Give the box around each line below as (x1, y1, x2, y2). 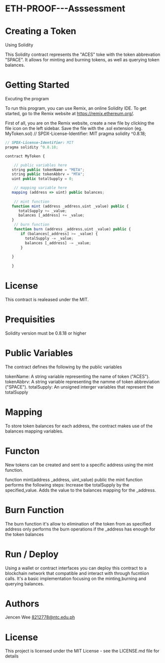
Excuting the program (5, 96, 49, 102)
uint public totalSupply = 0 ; (11, 177, 74, 181)
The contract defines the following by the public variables (5, 364, 122, 370)
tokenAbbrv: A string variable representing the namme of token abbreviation (5, 379, 160, 385)
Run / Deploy (5, 548, 59, 560)
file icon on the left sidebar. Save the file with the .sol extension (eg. (5, 126, 143, 132)
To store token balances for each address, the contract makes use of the (5, 423, 153, 429)
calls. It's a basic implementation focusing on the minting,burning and (5, 575, 146, 581)
